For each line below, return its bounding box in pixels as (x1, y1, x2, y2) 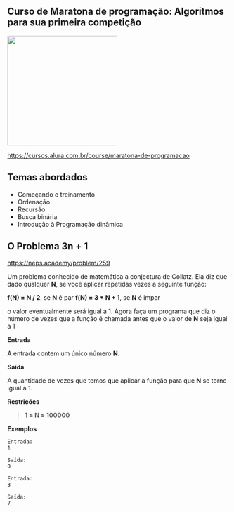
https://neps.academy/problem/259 (7, 259, 110, 268)
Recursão (17, 205, 46, 214)
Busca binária (17, 212, 58, 221)
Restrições (7, 398, 40, 406)
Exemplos (7, 425, 37, 433)
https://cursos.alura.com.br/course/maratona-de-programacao (7, 151, 190, 159)
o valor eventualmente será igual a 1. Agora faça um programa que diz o (7, 307, 216, 315)
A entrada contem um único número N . (7, 349, 120, 357)
